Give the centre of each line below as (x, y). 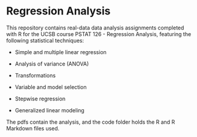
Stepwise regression (40, 99)
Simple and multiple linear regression (60, 52)
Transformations (35, 75)
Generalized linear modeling (50, 110)
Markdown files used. (33, 128)
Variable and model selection (51, 87)
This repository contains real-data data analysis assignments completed (95, 28)
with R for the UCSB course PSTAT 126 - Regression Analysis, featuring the (99, 34)
